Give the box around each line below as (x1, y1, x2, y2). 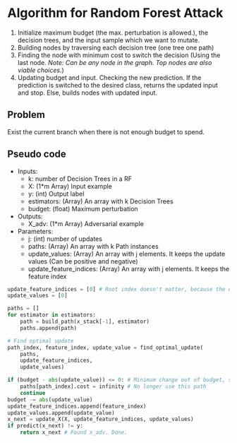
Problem (7, 109, 46, 121)
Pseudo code (7, 148, 67, 160)
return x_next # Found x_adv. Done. (20, 429, 128, 436)
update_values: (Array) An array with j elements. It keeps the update (28, 249, 226, 258)
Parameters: (17, 227, 54, 235)
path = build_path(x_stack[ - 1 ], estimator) (20, 318, 150, 326)
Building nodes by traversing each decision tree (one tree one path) (17, 43, 214, 52)
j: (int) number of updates (28, 235, 102, 243)
